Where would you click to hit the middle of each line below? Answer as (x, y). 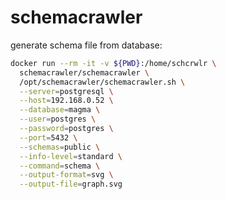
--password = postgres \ (66, 129)
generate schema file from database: (86, 45)
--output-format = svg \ (66, 175)
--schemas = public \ (60, 147)
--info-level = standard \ (71, 156)
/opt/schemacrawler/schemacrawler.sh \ (102, 82)
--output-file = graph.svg (71, 184)
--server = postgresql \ (66, 91)
